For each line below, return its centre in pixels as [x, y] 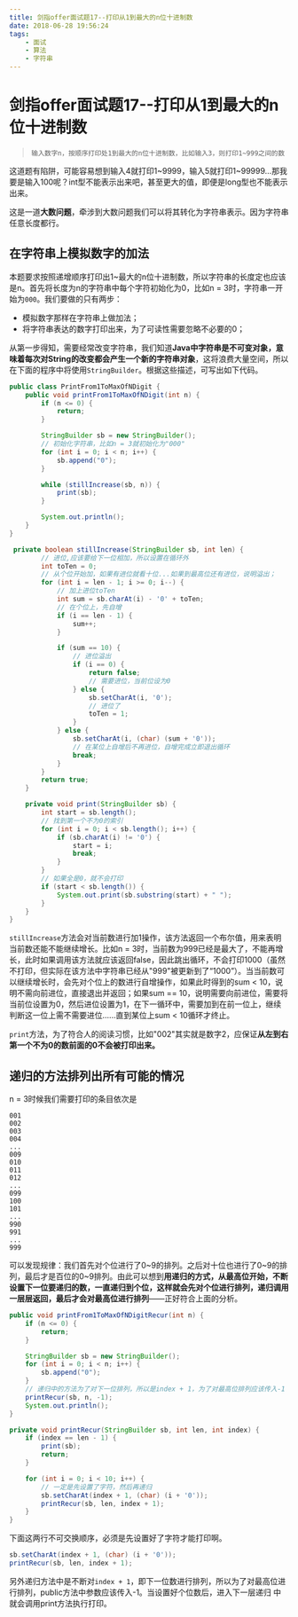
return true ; [65, 780]
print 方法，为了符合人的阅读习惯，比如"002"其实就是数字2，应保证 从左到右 [149, 1034]
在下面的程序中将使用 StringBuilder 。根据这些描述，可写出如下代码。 [136, 370]
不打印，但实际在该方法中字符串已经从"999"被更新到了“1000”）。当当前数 [143, 971]
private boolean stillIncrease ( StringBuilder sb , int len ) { [128, 549]
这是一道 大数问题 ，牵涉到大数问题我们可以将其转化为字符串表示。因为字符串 [149, 212]
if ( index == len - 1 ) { [71, 1438]
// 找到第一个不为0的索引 [82, 820]
